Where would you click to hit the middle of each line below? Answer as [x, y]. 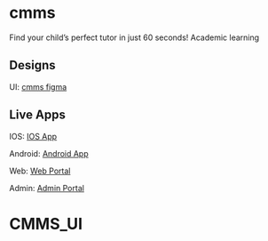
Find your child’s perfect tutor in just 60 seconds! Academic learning [134, 37]
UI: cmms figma [38, 86]
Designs [32, 65]
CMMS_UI [46, 224]
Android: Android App [49, 153]
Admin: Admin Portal [47, 188]
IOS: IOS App [33, 136]
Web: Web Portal [40, 171]
